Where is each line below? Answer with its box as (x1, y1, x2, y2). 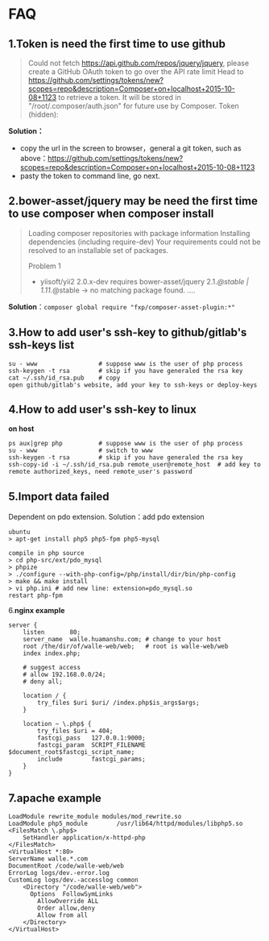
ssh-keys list (8, 338, 75, 352)
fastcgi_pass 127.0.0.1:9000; (37, 734, 147, 742)
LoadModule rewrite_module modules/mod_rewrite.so (8, 813, 182, 821)
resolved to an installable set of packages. (27, 245, 169, 255)
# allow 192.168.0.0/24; (23, 670, 106, 679)
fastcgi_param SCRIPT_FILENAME (37, 741, 147, 749)
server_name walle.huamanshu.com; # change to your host (23, 636, 221, 644)
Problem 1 (27, 261, 62, 271)
